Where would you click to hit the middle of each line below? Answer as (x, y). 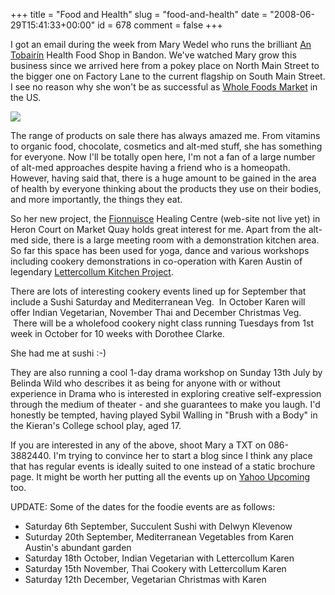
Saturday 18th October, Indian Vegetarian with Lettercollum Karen (159, 558)
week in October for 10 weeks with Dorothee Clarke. (117, 333)
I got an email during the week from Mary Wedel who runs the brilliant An (161, 44)
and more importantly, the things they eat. (96, 199)
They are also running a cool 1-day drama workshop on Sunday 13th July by (166, 372)
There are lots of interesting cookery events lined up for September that (158, 291)
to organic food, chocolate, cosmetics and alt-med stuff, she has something (166, 146)
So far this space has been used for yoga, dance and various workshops (160, 250)
